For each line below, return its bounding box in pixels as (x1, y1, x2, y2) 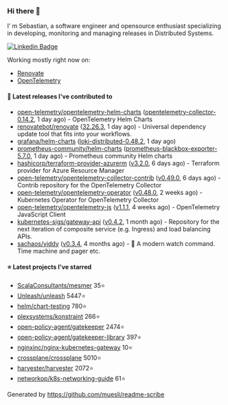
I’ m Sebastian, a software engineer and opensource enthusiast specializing (7, 22, 221, 30)
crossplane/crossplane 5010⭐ (16, 353, 102, 362)
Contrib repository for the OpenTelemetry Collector (16, 180, 162, 189)
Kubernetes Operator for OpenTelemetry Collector (16, 196, 159, 204)
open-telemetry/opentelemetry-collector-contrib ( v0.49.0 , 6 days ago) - (16, 174, 221, 182)
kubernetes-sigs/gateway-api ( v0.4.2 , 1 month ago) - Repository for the (16, 217, 220, 226)
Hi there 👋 (7, 6, 41, 16)
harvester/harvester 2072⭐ (16, 364, 94, 372)
